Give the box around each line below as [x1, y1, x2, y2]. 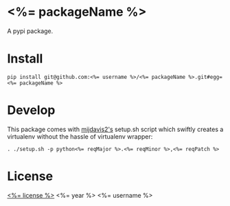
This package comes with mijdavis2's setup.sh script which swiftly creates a [7, 125, 224, 133]
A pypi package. [7, 27, 54, 35]
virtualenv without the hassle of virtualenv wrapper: [7, 132, 153, 141]
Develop [7, 102, 56, 118]
